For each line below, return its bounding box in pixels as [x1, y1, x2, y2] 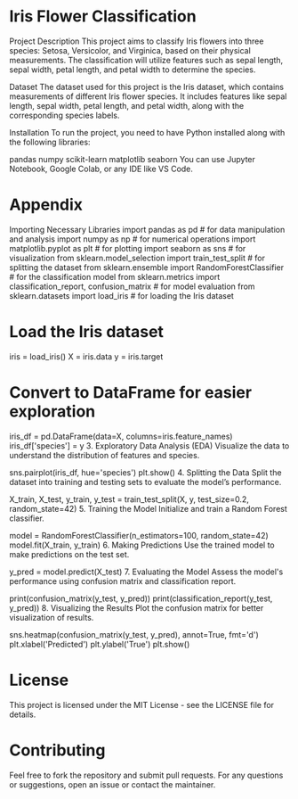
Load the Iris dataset [9, 322, 165, 342]
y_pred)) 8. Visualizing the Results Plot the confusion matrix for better [9, 602, 264, 613]
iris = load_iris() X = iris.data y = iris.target [9, 350, 164, 362]
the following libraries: [9, 136, 91, 147]
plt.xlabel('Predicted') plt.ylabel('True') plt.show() [9, 638, 190, 649]
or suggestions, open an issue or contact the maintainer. [9, 778, 216, 790]
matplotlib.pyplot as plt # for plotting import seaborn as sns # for [9, 243, 246, 253]
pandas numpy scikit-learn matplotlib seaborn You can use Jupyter [9, 153, 256, 164]
